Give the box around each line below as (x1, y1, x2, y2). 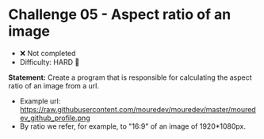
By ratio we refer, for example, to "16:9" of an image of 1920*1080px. (19, 121, 246, 131)
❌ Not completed (19, 48, 76, 58)
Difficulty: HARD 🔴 (19, 57, 80, 66)
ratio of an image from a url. (8, 81, 100, 90)
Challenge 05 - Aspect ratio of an (8, 6, 231, 24)
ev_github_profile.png (19, 113, 90, 122)
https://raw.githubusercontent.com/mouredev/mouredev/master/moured (19, 104, 256, 114)
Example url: (19, 96, 61, 106)
